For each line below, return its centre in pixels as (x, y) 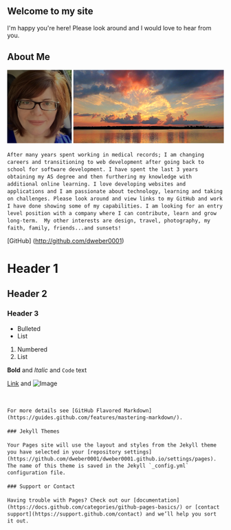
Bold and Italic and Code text (47, 370)
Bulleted (29, 328)
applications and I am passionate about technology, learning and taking (115, 191)
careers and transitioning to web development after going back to (106, 162)
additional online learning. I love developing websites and (97, 184)
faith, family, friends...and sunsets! (64, 228)
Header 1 (33, 268)
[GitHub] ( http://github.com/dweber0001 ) (66, 241)
